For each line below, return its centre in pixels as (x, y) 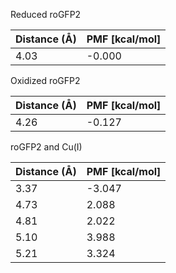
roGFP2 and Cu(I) (46, 147)
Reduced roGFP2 (46, 14)
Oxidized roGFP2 (45, 80)
